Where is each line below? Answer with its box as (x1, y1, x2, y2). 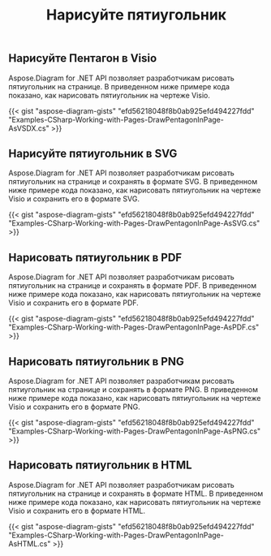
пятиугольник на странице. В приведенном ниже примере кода (8, 81, 230, 91)
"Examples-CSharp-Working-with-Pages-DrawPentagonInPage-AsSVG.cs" (8, 218, 260, 228)
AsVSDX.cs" (8, 123, 50, 133)
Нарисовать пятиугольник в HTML (8, 459, 192, 472)
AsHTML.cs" (8, 538, 51, 549)
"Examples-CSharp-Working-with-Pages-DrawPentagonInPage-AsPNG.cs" (8, 426, 261, 436)
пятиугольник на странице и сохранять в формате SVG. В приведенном (8, 177, 258, 187)
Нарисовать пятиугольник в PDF (8, 250, 183, 265)
